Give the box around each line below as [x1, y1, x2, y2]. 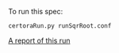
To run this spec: [8, 7, 63, 16]
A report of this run [8, 36, 71, 45]
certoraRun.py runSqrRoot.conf [8, 22, 112, 30]
